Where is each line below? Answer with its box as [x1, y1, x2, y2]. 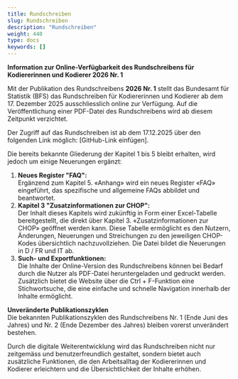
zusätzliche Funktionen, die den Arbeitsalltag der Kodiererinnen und [7, 357, 207, 365]
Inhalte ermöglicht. [17, 292, 73, 300]
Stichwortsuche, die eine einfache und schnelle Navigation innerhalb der [17, 284, 231, 292]
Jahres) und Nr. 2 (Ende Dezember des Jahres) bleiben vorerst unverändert [7, 321, 229, 329]
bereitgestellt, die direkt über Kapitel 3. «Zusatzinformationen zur [17, 216, 209, 225]
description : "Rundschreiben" [7, 23, 97, 31]
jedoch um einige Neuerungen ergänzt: [7, 157, 122, 166]
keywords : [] [7, 43, 46, 50]
